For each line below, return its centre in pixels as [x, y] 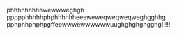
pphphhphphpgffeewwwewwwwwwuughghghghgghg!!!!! [88, 24]
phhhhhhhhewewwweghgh [45, 10]
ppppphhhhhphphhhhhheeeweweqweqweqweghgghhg [86, 17]
